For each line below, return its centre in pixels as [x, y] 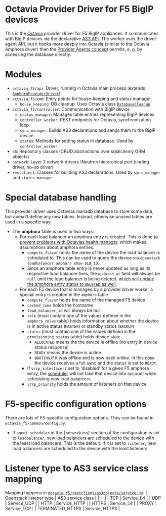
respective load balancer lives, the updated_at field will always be [94, 273]
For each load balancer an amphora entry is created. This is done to [89, 237]
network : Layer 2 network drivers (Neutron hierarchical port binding [81, 161]
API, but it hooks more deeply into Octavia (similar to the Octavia [83, 44]
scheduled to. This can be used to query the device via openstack [94, 258]
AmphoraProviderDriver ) [36, 93]
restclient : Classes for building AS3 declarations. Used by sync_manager [86, 172]
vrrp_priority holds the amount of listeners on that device [87, 384]
